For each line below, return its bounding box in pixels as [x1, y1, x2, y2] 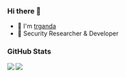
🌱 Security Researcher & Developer [17, 29, 119, 37]
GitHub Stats [7, 46, 52, 56]
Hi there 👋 [7, 6, 42, 16]
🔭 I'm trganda [17, 22, 56, 31]
